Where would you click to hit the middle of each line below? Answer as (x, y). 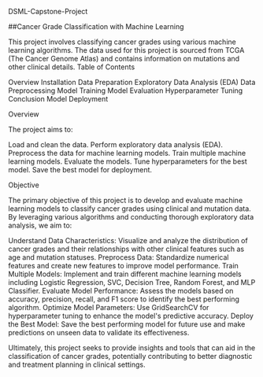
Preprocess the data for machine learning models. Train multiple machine (127, 153)
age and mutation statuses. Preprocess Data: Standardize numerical (119, 257)
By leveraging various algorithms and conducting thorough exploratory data (131, 217)
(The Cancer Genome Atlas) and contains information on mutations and (124, 59)
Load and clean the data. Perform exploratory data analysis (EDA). (115, 144)
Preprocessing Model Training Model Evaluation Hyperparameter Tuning (126, 91)
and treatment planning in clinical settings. (77, 364)
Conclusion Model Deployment (58, 99)
